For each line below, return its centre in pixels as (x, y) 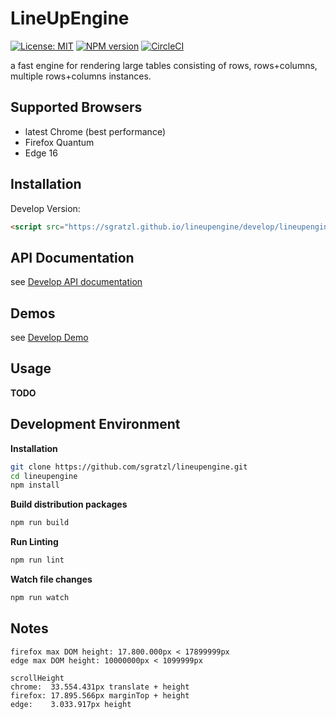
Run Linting (34, 542)
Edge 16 (41, 153)
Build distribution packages (69, 504)
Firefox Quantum (59, 142)
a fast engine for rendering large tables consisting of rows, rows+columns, (164, 65)
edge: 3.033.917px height (71, 704)
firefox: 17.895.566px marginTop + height (100, 695)
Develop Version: (45, 208)
